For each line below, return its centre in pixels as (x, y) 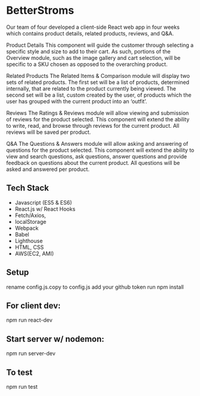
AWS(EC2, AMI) (34, 253)
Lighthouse (29, 241)
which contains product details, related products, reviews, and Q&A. (90, 33)
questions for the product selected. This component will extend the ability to (100, 150)
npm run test (22, 387)
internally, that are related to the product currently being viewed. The (91, 88)
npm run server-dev (31, 353)
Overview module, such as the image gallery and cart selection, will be (93, 58)
